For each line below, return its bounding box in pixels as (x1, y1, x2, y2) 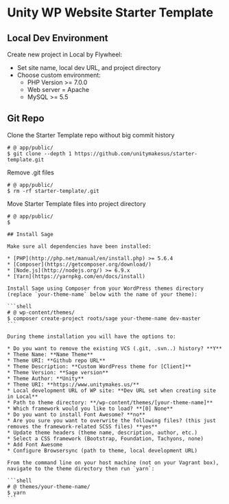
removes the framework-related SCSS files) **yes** (7, 423, 158, 430)
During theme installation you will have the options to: (7, 333, 176, 340)
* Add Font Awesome (7, 441, 63, 448)
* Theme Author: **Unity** (7, 375, 84, 382)
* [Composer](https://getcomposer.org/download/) (7, 261, 152, 268)
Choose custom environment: (16, 71, 101, 79)
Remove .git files (7, 168, 55, 176)
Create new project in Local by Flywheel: (7, 50, 123, 58)
